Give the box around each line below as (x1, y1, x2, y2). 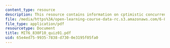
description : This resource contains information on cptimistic (5, 12, 144, 17)
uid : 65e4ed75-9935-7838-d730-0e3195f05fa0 (5, 35, 99, 40)
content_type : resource (5, 7, 56, 12)
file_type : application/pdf (5, 21, 65, 26)
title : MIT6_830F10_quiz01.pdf (5, 30, 71, 35)
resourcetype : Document (5, 26, 56, 31)
